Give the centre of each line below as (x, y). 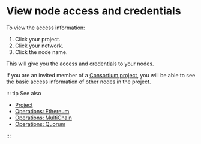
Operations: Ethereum (42, 111)
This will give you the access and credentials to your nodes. (80, 64)
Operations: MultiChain (43, 118)
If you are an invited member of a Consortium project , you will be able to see (101, 75)
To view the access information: (46, 28)
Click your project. (38, 39)
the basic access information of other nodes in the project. (79, 82)
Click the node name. (41, 52)
